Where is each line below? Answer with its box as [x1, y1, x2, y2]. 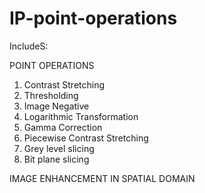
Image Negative [23, 100, 90, 112]
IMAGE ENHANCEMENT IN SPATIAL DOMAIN [9, 172, 196, 184]
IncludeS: [9, 40, 49, 52]
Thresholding [23, 89, 79, 101]
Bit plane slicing [23, 153, 90, 165]
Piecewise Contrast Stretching [23, 132, 149, 144]
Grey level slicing [23, 142, 95, 154]
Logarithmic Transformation [23, 110, 139, 122]
